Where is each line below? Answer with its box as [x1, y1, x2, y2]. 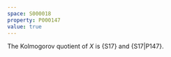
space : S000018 [7, 10, 52, 17]
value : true [7, 23, 42, 30]
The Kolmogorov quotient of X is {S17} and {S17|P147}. [7, 42, 164, 51]
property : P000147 [7, 17, 61, 24]
